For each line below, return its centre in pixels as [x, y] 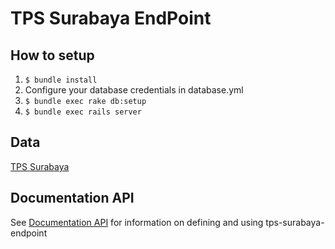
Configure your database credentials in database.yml [134, 90]
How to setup [52, 55]
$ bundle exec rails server [83, 112]
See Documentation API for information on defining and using [137, 222]
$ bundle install [61, 80]
